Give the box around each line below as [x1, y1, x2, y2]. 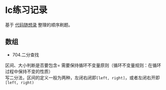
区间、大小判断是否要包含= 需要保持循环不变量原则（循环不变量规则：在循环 [5, 62, 162, 68]
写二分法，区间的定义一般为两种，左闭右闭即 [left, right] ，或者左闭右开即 [5, 75, 160, 81]
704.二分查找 [12, 51, 39, 57]
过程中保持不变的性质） [5, 68, 53, 74]
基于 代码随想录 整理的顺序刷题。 [5, 22, 73, 28]
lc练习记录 [5, 4, 48, 16]
